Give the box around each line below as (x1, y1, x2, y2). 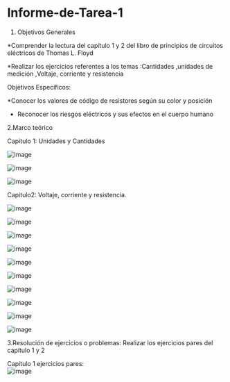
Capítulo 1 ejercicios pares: (7, 359, 85, 367)
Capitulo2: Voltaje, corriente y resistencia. (7, 190, 127, 199)
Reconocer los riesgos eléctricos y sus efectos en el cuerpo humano (17, 110, 213, 118)
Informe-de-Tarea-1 (7, 5, 123, 21)
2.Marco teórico (7, 123, 53, 131)
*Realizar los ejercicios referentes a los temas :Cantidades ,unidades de (7, 62, 213, 70)
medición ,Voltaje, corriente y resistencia (7, 69, 124, 78)
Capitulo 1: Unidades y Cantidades (7, 137, 105, 145)
